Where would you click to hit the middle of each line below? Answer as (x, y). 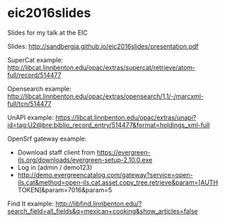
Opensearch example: (40, 88)
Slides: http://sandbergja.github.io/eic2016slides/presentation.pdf (103, 46)
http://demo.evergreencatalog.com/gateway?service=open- (105, 175)
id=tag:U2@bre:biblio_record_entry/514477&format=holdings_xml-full (109, 124)
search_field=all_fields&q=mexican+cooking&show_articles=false (103, 211)
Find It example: (31, 204)
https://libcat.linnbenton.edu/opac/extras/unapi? (126, 117)
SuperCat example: (35, 60)
